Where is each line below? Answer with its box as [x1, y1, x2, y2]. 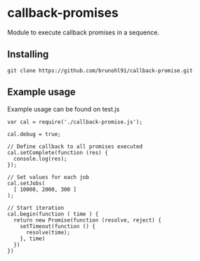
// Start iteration [7, 204, 65, 211]
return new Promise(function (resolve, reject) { [13, 216, 161, 224]
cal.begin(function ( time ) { [7, 210, 99, 217]
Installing [7, 48, 49, 60]
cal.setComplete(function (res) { [7, 149, 109, 156]
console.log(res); [13, 155, 68, 162]
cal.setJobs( [7, 180, 46, 187]
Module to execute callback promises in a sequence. [7, 28, 160, 36]
